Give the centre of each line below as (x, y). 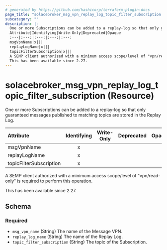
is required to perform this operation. (55, 181)
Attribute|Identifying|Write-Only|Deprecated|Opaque (65, 33)
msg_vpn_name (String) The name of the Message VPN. (67, 231)
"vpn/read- (149, 176)
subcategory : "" (22, 19)
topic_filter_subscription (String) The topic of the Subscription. (80, 242)
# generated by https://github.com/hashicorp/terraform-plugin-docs (78, 10)
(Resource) (131, 96)
